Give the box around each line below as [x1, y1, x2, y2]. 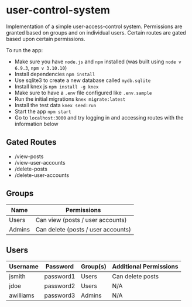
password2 [44, 282, 76, 290]
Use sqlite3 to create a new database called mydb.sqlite [14, 77, 151, 84]
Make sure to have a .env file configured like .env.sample [14, 89, 152, 96]
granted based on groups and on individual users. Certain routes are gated [6, 29, 186, 36]
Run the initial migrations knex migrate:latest [14, 95, 126, 103]
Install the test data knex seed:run [14, 101, 97, 108]
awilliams [9, 291, 35, 299]
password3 [44, 291, 76, 299]
